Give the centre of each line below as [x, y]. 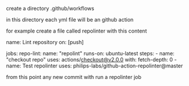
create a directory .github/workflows [50, 8]
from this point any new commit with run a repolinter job [74, 77]
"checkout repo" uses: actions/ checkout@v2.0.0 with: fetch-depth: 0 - [92, 60]
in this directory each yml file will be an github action [70, 19]
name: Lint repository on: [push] [45, 42]
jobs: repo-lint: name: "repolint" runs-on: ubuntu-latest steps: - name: [90, 53]
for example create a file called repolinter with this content [77, 31]
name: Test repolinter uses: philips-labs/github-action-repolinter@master [95, 66]
